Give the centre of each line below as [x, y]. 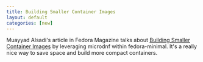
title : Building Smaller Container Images [61, 12]
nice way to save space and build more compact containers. [82, 53]
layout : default [27, 17]
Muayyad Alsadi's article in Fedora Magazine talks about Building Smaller [98, 40]
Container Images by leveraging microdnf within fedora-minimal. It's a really [101, 46]
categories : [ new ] [30, 23]
